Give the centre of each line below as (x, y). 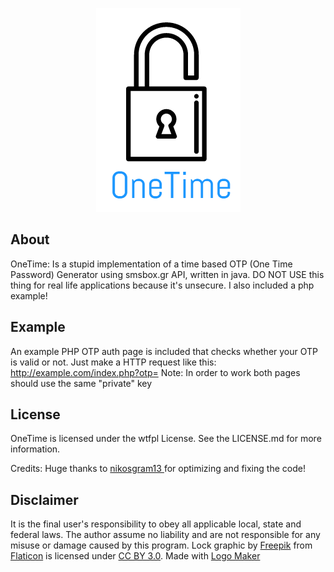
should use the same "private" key (81, 383)
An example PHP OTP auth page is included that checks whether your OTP (164, 351)
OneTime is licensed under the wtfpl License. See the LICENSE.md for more (166, 439)
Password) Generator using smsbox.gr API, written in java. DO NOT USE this (167, 274)
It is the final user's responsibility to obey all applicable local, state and (156, 524)
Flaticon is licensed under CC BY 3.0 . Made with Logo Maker (135, 556)
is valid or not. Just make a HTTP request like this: (113, 362)
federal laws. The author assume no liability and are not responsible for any (165, 535)
